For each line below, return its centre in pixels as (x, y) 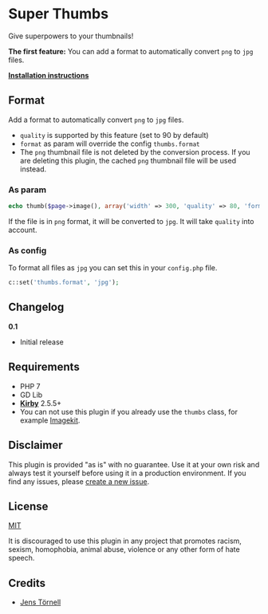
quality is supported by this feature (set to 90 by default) (114, 135)
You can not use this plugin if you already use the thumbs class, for (128, 411)
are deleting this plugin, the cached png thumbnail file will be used (128, 160)
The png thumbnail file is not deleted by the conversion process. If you (135, 152)
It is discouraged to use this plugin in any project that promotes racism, (125, 541)
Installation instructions (49, 75)
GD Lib (31, 395)
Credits (27, 583)
